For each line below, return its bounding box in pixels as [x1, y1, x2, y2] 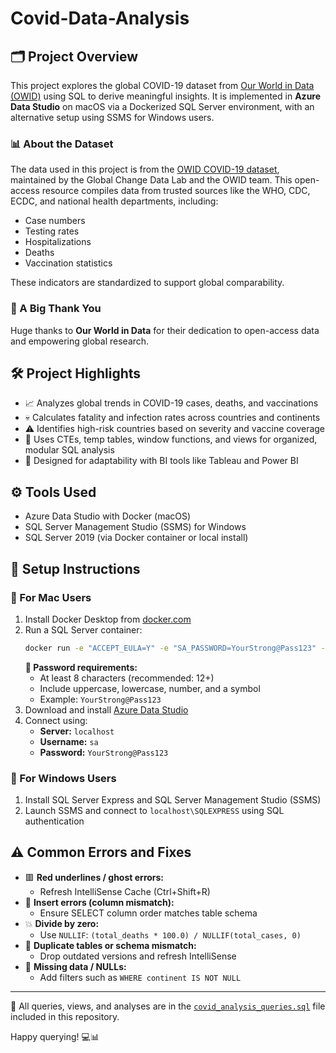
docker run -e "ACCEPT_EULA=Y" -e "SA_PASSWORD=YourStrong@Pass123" [24, 643, 317, 653]
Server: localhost [39, 725, 115, 737]
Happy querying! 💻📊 [10, 1030, 100, 1042]
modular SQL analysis [24, 444, 115, 456]
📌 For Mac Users [10, 590, 92, 604]
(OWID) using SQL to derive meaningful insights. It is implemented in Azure [10, 90, 322, 102]
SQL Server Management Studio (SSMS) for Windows [24, 521, 247, 533]
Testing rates [24, 225, 80, 237]
